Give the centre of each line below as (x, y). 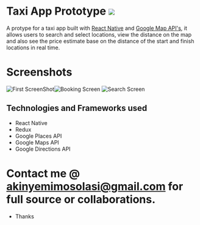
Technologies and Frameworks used (77, 108)
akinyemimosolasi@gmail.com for (95, 186)
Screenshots (39, 72)
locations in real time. (33, 48)
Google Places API (38, 136)
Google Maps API (37, 142)
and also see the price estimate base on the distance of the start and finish (100, 41)
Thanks (25, 216)
